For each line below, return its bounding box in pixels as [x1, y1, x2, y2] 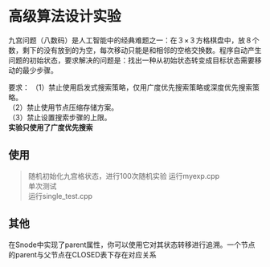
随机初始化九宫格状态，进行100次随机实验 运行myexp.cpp [27, 171, 219, 180]
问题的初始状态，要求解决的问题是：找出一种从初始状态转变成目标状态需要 [8, 55, 255, 65]
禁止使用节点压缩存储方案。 [27, 102, 119, 112]
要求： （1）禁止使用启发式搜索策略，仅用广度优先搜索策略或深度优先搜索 [8, 82, 253, 92]
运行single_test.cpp [27, 191, 93, 200]
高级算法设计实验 [8, 7, 122, 26]
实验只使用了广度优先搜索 [8, 122, 93, 132]
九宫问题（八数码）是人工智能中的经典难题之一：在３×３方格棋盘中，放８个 [8, 35, 260, 45]
